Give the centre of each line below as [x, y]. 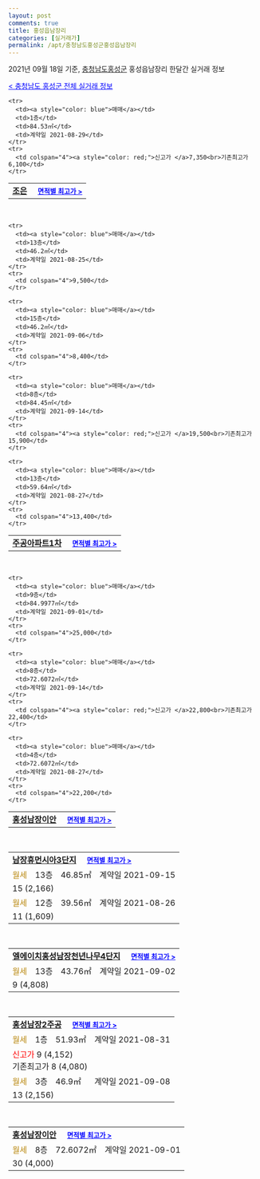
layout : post [30, 16]
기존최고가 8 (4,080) [50, 1066]
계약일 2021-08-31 [132, 1040]
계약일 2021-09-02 [138, 971]
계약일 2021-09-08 [132, 1082]
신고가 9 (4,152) [43, 1054]
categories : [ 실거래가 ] [45, 38]
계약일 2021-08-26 [137, 903]
